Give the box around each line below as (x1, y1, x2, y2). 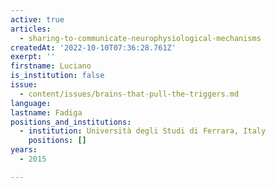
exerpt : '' (10, 52, 56, 62)
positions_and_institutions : (10, 117, 132, 127)
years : (10, 145, 38, 155)
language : (10, 98, 52, 108)
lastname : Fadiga (10, 107, 83, 118)
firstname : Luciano (10, 61, 92, 71)
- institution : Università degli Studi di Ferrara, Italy (19, 126, 267, 136)
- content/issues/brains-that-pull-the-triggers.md (19, 89, 240, 99)
